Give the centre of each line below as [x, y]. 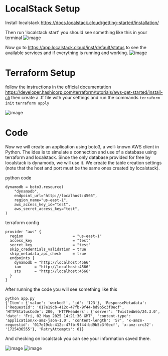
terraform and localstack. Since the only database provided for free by [78, 157]
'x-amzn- [135, 320]
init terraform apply [27, 103]
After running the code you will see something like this [61, 289]
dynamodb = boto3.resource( [35, 187]
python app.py [20, 298]
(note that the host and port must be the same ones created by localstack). [82, 168]
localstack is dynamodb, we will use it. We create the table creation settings [83, 162]
